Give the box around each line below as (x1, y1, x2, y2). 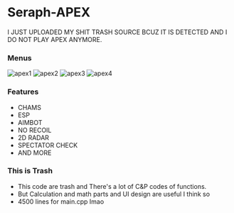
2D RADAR (17, 133, 50, 142)
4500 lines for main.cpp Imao (17, 197, 105, 206)
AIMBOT (17, 118, 43, 126)
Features (7, 87, 39, 97)
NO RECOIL (17, 126, 52, 134)
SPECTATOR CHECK (17, 141, 78, 149)
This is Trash (7, 166, 53, 176)
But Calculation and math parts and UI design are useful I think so (17, 190, 211, 198)
